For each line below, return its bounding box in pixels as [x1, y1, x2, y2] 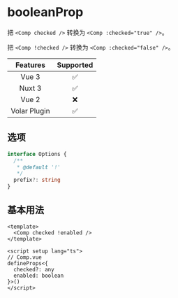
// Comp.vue [7, 253, 42, 261]
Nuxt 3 [19, 83, 42, 93]
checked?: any [13, 266, 54, 273]
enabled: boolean [13, 272, 64, 279]
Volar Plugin [10, 106, 50, 115]
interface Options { [7, 150, 68, 157]
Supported [57, 60, 94, 70]
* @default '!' [16, 164, 61, 171]
